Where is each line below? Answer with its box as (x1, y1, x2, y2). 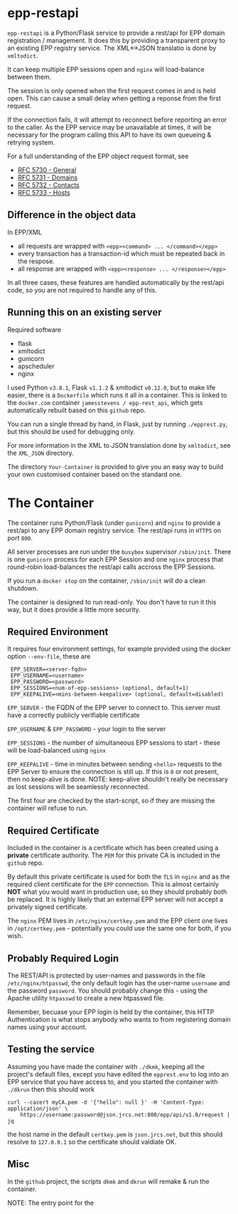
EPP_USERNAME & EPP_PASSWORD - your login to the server (7, 725, 166, 733)
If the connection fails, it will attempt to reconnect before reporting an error (7, 115, 227, 124)
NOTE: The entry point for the (7, 1198, 94, 1207)
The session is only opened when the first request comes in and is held (7, 86, 216, 95)
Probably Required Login (7, 952, 119, 964)
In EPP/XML (7, 228, 43, 236)
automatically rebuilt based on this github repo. (7, 406, 146, 414)
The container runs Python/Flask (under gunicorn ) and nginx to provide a (7, 518, 221, 527)
